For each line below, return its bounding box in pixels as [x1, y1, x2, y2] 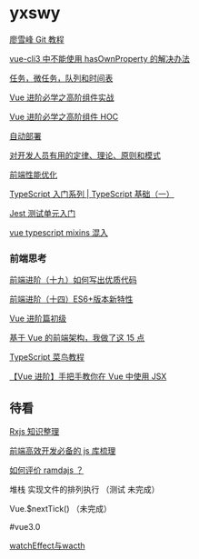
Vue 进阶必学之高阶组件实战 [9, 92, 115, 103]
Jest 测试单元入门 [9, 207, 76, 218]
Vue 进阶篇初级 [9, 313, 67, 324]
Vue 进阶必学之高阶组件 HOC [9, 111, 119, 122]
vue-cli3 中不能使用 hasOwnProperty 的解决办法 [9, 53, 191, 64]
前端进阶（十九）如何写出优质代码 [9, 275, 137, 285]
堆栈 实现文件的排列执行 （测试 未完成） [9, 484, 160, 495]
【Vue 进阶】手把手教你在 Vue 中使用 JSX [9, 371, 167, 382]
